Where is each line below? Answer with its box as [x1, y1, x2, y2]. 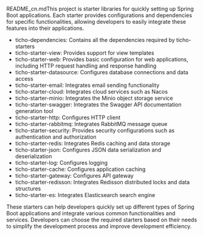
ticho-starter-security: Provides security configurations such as [15, 127, 175, 134]
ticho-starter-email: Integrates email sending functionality [15, 82, 160, 89]
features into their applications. [6, 24, 84, 32]
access [15, 75, 33, 82]
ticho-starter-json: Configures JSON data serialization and [15, 146, 162, 153]
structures [15, 185, 41, 192]
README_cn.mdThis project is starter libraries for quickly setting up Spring [6, 5, 194, 12]
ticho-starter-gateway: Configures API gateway [15, 172, 134, 179]
